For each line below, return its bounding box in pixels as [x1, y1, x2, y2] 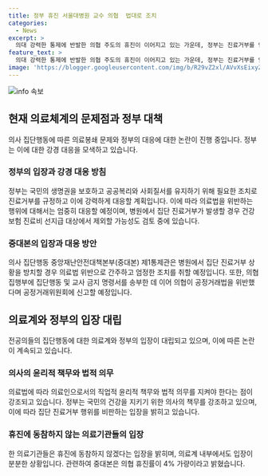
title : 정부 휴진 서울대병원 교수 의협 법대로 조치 [8, 11, 157, 20]
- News [15, 26, 37, 34]
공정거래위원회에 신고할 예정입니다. [22, 288, 132, 297]
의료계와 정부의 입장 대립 [8, 313, 122, 327]
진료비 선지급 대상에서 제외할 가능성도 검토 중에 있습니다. [22, 216, 200, 226]
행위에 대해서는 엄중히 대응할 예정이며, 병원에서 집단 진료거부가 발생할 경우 [8, 206, 241, 215]
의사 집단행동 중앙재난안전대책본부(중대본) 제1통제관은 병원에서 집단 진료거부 [8, 258, 247, 267]
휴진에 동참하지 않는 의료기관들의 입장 [8, 429, 144, 440]
